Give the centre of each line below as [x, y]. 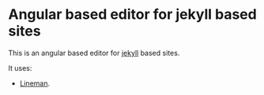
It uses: [20, 68]
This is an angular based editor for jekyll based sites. [94, 53]
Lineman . [34, 83]
